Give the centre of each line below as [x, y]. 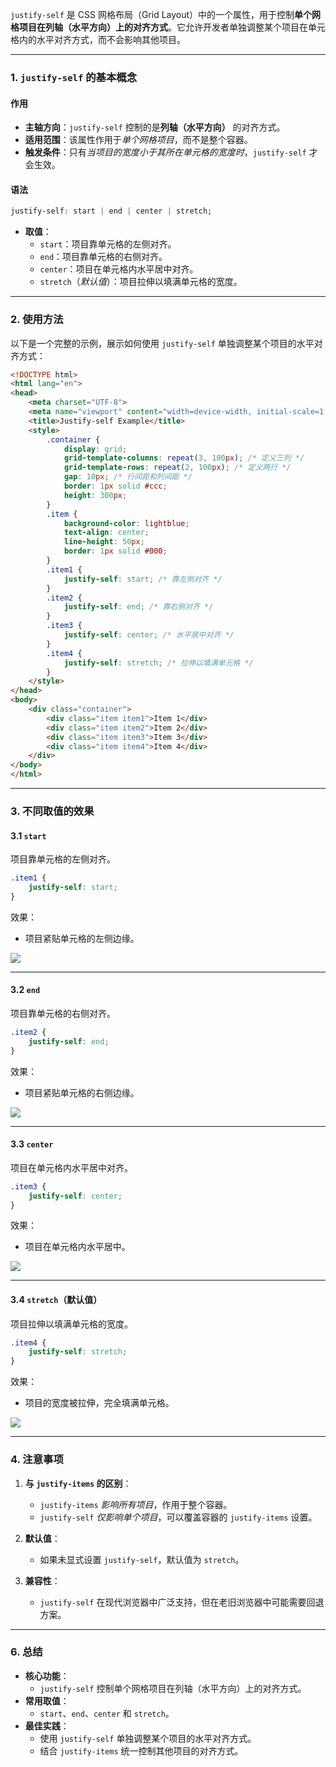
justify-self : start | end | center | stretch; [111, 211]
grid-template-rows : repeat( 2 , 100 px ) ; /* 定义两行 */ [177, 468]
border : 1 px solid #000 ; [115, 551]
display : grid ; [95, 449]
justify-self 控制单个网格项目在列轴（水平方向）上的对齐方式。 [173, 1688]
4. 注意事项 [37, 1460]
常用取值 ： [47, 1700]
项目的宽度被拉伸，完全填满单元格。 [99, 1403]
